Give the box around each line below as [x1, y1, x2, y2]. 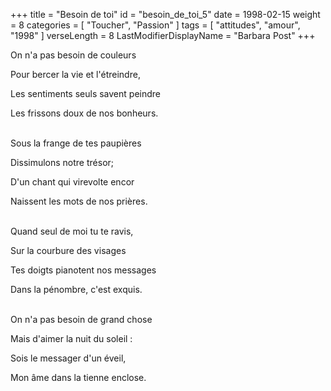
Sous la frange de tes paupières [10, 137, 142, 149]
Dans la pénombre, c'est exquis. [10, 284, 143, 295]
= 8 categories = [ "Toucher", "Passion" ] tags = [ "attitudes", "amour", [10, 19, 301, 31]
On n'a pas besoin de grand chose [10, 314, 153, 325]
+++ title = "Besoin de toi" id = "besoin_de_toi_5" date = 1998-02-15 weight [10, 9, 321, 20]
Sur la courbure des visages [10, 245, 127, 256]
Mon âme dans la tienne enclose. [10, 372, 147, 383]
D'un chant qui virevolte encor [10, 176, 135, 188]
